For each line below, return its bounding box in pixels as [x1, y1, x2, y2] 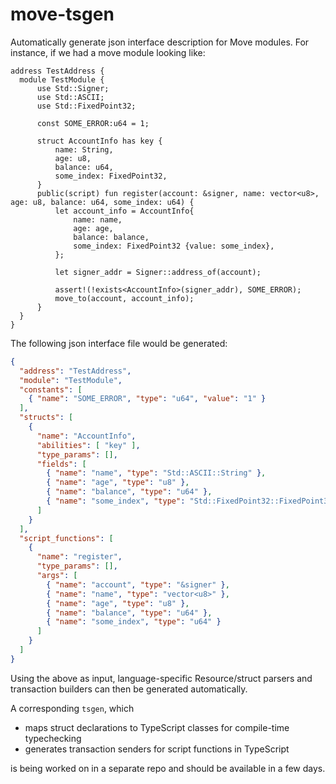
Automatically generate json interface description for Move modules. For [10, 36, 310, 48]
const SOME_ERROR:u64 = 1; [36, 118, 150, 128]
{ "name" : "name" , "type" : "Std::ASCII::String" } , [46, 468, 267, 478]
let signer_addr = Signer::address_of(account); [54, 267, 262, 277]
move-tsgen [10, 3, 115, 26]
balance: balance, [73, 232, 150, 242]
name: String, [54, 144, 114, 155]
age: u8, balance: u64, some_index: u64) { [10, 197, 195, 207]
